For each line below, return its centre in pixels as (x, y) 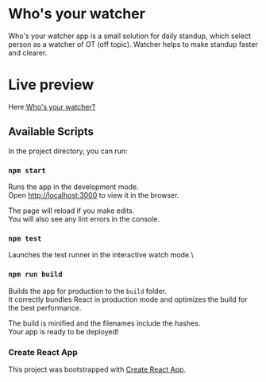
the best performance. (45, 307)
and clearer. (28, 52)
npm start (27, 170)
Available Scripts (51, 132)
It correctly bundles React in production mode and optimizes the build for (128, 299)
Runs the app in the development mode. (73, 187)
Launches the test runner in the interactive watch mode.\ (101, 255)
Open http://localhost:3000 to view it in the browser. (94, 195)
